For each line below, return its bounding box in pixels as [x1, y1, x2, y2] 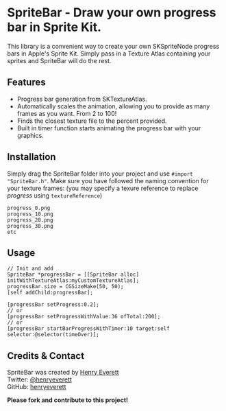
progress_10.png [7, 211, 53, 218]
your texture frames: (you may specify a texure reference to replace [7, 184, 199, 192]
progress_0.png [7, 204, 51, 211]
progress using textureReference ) [7, 191, 103, 200]
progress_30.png [7, 222, 53, 229]
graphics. [16, 131, 45, 139]
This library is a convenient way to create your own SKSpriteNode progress [7, 42, 220, 50]
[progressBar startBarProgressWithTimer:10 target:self [7, 325, 170, 332]
